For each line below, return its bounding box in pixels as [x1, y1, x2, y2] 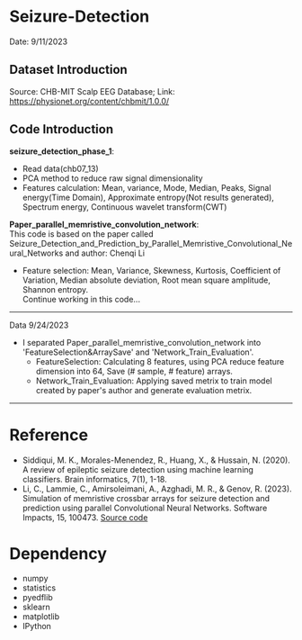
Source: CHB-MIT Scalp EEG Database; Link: [9, 86, 175, 96]
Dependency [9, 543, 108, 563]
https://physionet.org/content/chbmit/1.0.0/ [9, 95, 170, 106]
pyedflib [22, 592, 53, 603]
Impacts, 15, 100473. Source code [22, 511, 148, 523]
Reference [9, 425, 88, 445]
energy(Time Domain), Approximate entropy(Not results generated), [22, 192, 274, 203]
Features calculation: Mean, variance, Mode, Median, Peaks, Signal [22, 182, 271, 193]
